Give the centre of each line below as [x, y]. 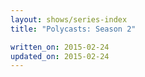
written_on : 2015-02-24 [60, 47]
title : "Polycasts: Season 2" [73, 29]
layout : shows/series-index [69, 19]
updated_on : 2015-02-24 [60, 56]
